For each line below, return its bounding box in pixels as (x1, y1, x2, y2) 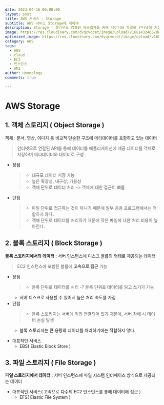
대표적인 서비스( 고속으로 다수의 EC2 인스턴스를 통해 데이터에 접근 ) (12, 389, 141, 395)
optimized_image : (5, 35, 41, 40)
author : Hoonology (5, 71, 42, 76)
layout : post (5, 12, 32, 17)
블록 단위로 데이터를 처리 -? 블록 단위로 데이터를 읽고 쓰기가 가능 (31, 284, 155, 290)
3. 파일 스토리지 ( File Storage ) (5, 358, 96, 366)
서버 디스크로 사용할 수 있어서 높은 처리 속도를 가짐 (19, 294, 116, 300)
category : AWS (5, 39, 34, 44)
